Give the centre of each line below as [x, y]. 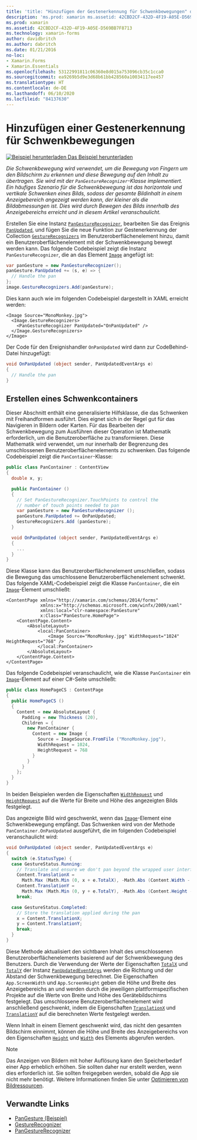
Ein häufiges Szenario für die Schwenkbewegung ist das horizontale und [94, 187]
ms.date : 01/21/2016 [31, 50]
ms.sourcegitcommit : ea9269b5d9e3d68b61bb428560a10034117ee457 [85, 77]
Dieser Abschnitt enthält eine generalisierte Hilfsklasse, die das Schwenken [97, 413]
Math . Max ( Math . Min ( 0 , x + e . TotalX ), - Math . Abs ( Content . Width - [106, 880]
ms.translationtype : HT [35, 83]
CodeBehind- [172, 347]
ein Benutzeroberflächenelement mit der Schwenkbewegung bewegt [89, 242]
